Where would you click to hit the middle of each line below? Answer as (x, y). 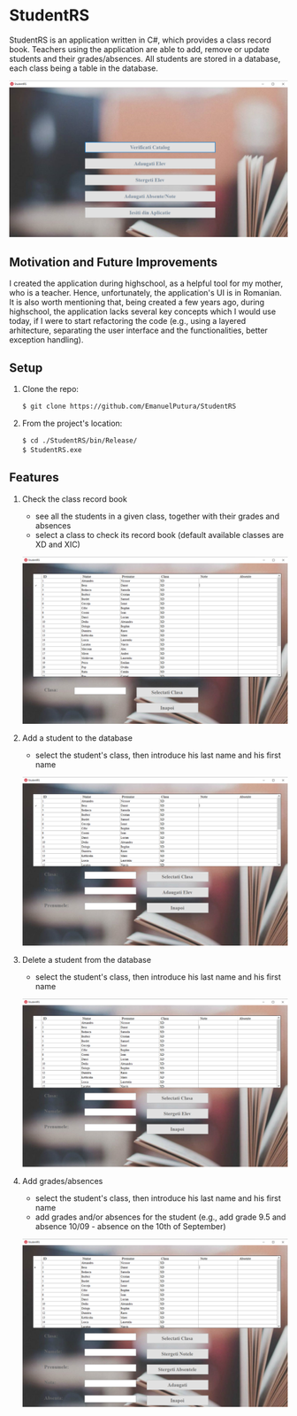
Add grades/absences (62, 1181)
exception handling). (46, 340)
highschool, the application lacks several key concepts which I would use (143, 312)
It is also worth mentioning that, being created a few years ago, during (137, 303)
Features (34, 477)
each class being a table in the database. (84, 68)
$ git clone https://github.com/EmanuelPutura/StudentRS (129, 407)
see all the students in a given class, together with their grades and (157, 516)
